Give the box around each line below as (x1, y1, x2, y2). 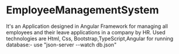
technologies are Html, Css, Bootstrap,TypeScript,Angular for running (6, 35, 174, 42)
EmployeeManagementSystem (6, 3, 159, 17)
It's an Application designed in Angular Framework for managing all (6, 23, 168, 30)
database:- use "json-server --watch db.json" (6, 41, 117, 48)
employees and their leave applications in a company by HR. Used (6, 28, 166, 35)
